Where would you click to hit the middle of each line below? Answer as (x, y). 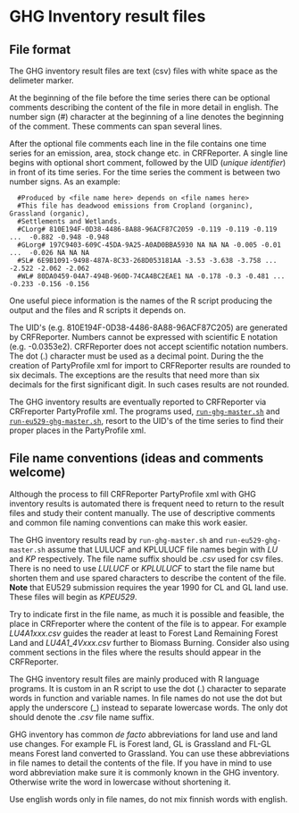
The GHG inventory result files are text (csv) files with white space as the (144, 71)
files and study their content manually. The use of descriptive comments (142, 512)
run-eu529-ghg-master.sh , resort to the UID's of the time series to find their (146, 421)
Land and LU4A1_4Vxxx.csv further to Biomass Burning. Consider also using (149, 642)
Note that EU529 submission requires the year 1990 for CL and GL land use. (149, 587)
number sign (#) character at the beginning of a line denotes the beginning (146, 117)
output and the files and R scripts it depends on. (98, 310)
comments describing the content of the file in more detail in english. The (144, 107)
